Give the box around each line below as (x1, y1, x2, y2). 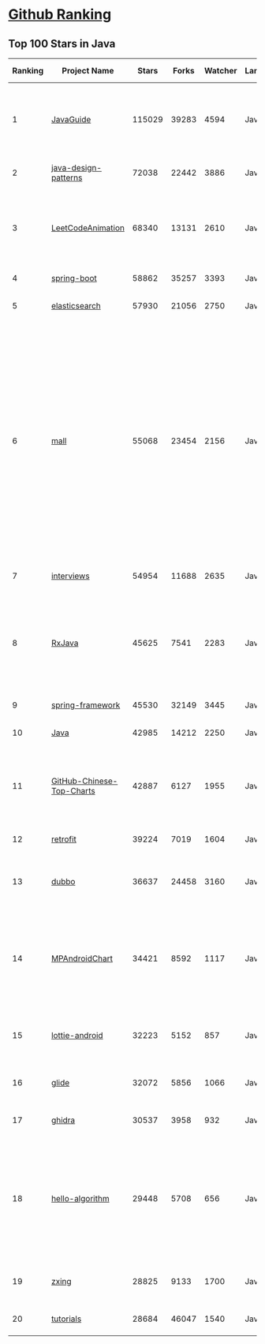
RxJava (50, 637, 79, 648)
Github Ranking (8, 6, 112, 24)
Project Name (62, 65, 114, 76)
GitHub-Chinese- (50, 775, 118, 786)
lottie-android (50, 1030, 104, 1040)
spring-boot (50, 273, 97, 283)
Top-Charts (50, 786, 96, 796)
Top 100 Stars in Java (8, 37, 116, 50)
